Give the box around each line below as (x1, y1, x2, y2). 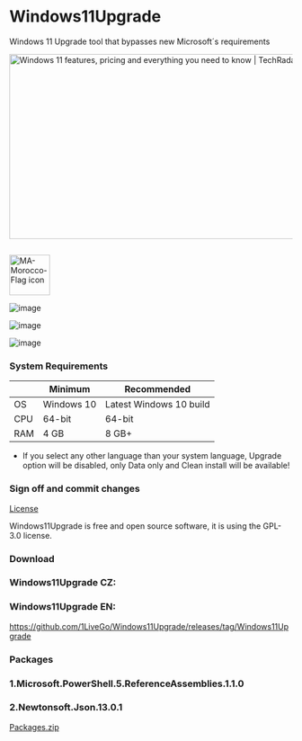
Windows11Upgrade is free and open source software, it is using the (9, 520, 262, 531)
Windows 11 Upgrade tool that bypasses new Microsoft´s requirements (9, 36, 271, 47)
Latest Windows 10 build (104, 398, 210, 411)
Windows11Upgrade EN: (9, 601, 117, 613)
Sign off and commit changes (9, 483, 141, 495)
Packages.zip (9, 721, 60, 732)
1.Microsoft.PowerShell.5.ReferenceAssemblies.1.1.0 (9, 677, 244, 690)
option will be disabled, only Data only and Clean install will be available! (22, 460, 290, 471)
